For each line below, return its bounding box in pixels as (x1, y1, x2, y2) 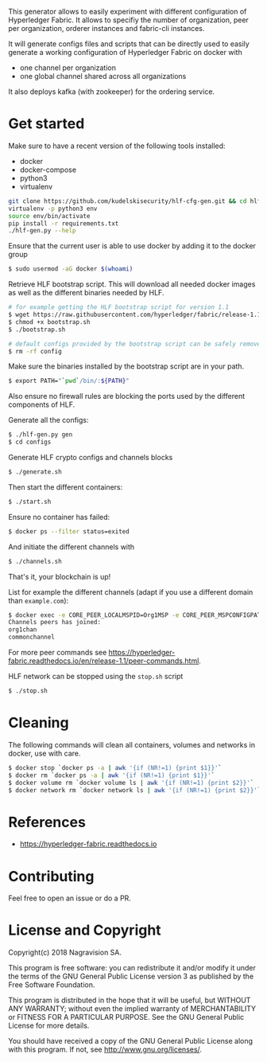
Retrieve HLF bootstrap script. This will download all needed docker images (8, 279, 256, 289)
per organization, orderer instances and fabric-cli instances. (8, 24, 205, 33)
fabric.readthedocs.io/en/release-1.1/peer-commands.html (8, 656, 199, 666)
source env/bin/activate (8, 212, 91, 220)
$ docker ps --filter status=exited (8, 527, 130, 536)
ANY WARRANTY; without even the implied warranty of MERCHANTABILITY (8, 1004, 257, 1013)
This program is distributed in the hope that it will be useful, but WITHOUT (8, 995, 251, 1005)
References (8, 813, 86, 831)
